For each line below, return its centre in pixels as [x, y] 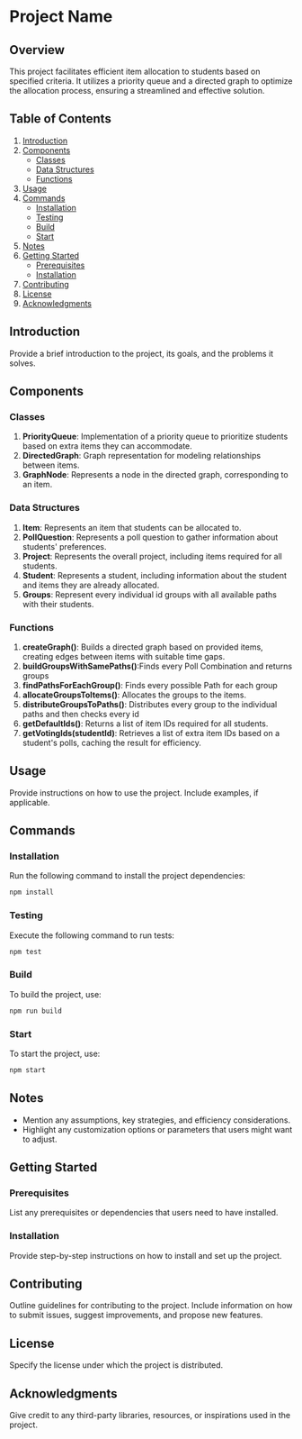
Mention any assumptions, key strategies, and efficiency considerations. [156, 1120]
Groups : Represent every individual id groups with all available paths [149, 594]
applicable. [30, 802]
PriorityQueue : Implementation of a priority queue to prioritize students [155, 437]
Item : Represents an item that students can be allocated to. [132, 527]
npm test [26, 952]
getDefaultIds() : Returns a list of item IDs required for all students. [145, 724]
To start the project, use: [55, 1053]
